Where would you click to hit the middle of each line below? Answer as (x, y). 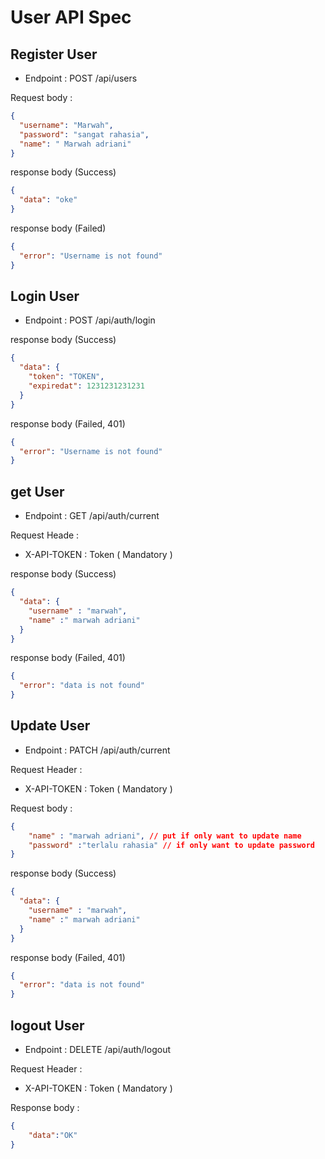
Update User (50, 726)
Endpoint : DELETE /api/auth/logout (97, 1049)
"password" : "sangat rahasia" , (84, 134)
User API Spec (71, 17)
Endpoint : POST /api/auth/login (90, 320)
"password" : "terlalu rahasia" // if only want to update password (171, 845)
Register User (54, 54)
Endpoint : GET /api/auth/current (92, 516)
